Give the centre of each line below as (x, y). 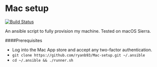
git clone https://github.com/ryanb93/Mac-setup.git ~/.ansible (78, 55)
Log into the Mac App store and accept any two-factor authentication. (82, 50)
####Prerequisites (24, 40)
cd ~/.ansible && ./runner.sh (43, 60)
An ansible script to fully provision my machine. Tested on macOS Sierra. (78, 31)
